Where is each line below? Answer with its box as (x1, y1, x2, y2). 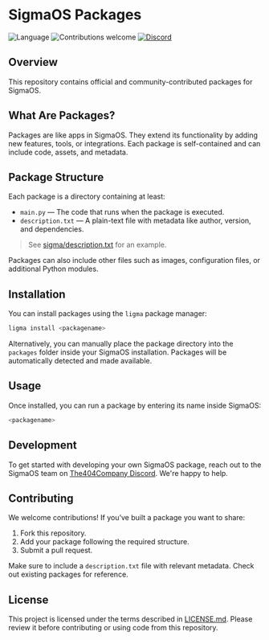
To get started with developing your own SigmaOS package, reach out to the (8, 460, 262, 470)
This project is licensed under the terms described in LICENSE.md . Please (8, 614, 253, 624)
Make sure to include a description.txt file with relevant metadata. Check (8, 561, 255, 571)
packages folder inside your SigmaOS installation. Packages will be (8, 347, 227, 357)
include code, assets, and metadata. (8, 147, 128, 157)
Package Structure (8, 170, 104, 184)
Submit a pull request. (19, 545, 93, 556)
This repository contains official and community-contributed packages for (8, 76, 253, 86)
